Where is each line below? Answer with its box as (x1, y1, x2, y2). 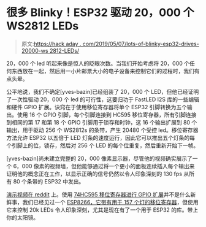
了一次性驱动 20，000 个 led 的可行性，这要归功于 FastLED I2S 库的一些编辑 (6, 96, 200, 103)
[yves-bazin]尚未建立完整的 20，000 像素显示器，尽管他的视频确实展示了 (6, 155, 193, 162)
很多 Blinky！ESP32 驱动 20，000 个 (6, 6, 194, 20)
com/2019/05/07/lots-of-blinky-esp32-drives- (82, 40, 199, 47)
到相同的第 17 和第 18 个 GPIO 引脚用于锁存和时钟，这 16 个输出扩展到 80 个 (6, 118, 197, 126)
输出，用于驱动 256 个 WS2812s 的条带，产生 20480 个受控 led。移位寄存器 (6, 126, 199, 134)
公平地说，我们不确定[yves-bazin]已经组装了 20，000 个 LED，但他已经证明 (6, 88, 199, 95)
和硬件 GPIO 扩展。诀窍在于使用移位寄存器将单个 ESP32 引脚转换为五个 (6, 103, 188, 110)
